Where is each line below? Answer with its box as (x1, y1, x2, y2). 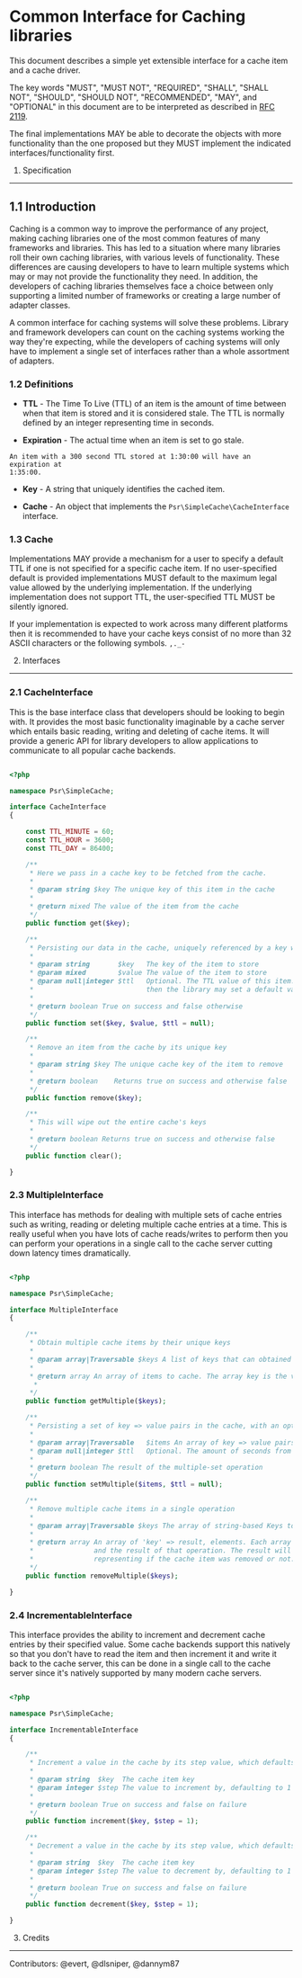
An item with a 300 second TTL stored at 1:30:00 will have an (9, 452, 252, 461)
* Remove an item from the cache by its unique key (29, 1043, 227, 1052)
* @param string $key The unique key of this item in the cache (29, 885, 276, 894)
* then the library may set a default (29, 985, 283, 995)
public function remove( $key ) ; (25, 1093, 143, 1103)
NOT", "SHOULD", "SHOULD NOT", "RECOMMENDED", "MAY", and (9, 92, 258, 103)
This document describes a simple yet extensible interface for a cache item (9, 55, 289, 66)
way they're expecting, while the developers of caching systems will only (9, 336, 280, 347)
